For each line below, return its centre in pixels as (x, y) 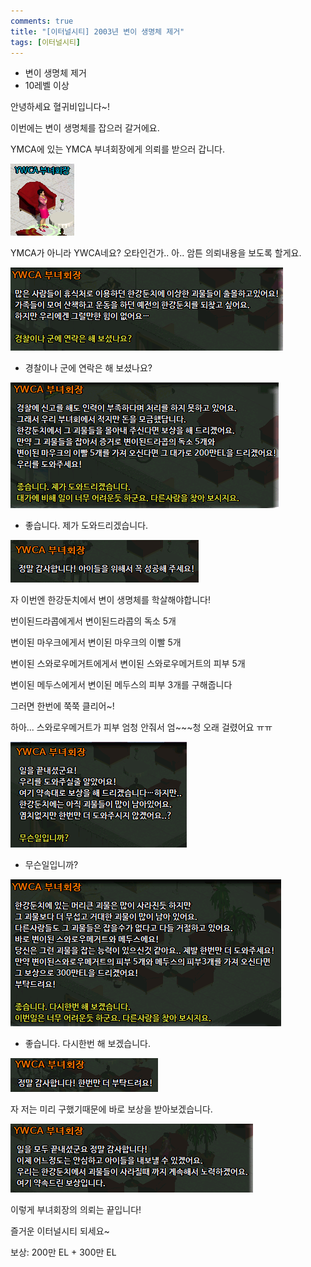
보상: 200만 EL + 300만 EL (63, 1252)
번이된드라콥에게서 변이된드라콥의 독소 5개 (93, 621)
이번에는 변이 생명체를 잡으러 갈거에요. (85, 128)
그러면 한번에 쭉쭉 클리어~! (62, 706)
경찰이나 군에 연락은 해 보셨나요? (88, 368)
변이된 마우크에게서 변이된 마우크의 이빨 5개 (96, 642)
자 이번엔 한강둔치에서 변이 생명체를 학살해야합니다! (110, 600)
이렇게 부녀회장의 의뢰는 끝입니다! (76, 1210)
